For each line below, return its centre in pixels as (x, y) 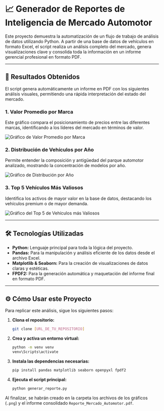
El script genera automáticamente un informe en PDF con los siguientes (77, 88)
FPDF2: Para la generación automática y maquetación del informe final (83, 274)
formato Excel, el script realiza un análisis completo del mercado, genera (78, 46)
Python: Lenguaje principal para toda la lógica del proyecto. (72, 248)
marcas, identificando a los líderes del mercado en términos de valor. (74, 128)
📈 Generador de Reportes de (65, 9)
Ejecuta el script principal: (39, 379)
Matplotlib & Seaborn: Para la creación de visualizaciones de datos (80, 263)
